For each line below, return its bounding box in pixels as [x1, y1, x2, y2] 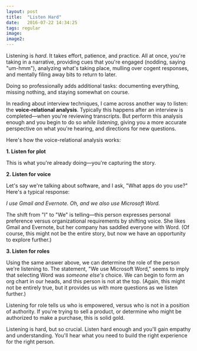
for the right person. [6, 338, 55, 345]
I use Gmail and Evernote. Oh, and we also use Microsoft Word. [6, 200, 161, 207]
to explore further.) [6, 236, 52, 243]
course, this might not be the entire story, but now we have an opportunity [6, 230, 186, 237]
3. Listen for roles [6, 248, 50, 254]
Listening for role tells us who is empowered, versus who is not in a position [6, 302, 190, 309]
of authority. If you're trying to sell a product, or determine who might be [6, 308, 182, 315]
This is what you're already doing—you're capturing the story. [6, 160, 156, 166]
